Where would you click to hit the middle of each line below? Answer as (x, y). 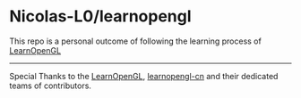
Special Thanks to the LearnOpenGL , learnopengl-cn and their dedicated (144, 76)
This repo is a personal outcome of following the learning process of (135, 41)
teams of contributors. (51, 86)
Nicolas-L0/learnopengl (100, 16)
